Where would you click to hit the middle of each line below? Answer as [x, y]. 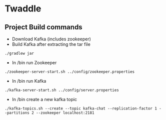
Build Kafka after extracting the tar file [51, 44]
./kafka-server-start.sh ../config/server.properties [62, 90]
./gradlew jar [19, 53]
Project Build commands [44, 27]
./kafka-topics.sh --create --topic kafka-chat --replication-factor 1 [81, 109]
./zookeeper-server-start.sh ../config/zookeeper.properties [70, 72]
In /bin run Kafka [29, 81]
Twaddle [23, 9]
